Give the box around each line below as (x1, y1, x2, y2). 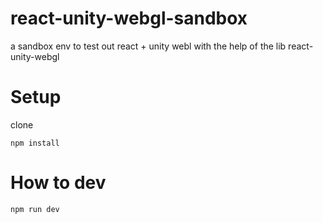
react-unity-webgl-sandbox (10, 7, 248, 30)
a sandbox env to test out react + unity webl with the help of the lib (10, 40, 287, 52)
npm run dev (10, 204, 60, 214)
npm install (10, 138, 60, 148)
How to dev (10, 172, 107, 194)
